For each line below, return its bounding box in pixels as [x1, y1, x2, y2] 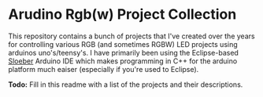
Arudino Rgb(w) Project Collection [8, 5, 237, 23]
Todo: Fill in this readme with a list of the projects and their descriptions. [8, 80, 243, 89]
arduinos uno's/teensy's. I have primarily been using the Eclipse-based [8, 48, 239, 57]
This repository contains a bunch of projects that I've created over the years [8, 31, 255, 41]
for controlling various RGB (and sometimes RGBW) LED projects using [8, 39, 238, 48]
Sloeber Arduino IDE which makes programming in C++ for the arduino [8, 56, 238, 66]
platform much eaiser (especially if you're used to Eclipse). [8, 64, 199, 74]
